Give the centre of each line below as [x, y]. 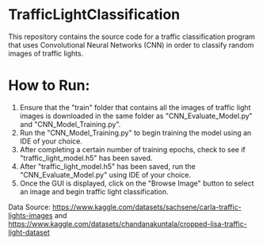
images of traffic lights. [46, 53]
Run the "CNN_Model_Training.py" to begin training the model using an [135, 132]
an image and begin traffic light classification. [94, 191]
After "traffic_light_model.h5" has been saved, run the [107, 166]
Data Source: [30, 207]
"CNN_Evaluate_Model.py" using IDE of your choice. [105, 174]
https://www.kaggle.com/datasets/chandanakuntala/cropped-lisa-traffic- [128, 224]
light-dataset [29, 232]
